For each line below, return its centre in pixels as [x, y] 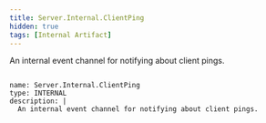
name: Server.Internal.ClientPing [75, 86]
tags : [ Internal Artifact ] [61, 35]
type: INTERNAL [38, 93]
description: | [38, 101]
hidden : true [34, 26]
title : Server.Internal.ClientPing [77, 18]
